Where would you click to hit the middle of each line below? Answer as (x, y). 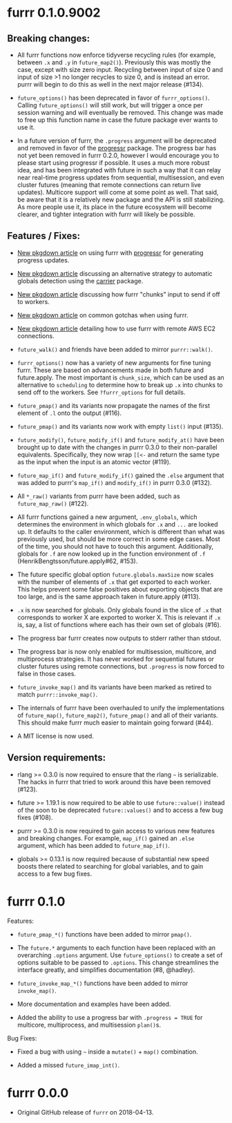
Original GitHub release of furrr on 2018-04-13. (85, 1112)
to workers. (33, 301)
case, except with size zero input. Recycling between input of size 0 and (120, 70)
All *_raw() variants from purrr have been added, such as (99, 496)
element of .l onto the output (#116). (69, 413)
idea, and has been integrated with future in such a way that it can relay (119, 170)
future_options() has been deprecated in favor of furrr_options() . (113, 98)
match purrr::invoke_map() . (57, 694)
